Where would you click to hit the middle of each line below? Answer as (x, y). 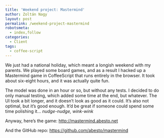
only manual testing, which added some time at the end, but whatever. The (81, 95)
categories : (17, 37)
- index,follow (25, 33)
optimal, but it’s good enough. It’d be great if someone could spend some (80, 106)
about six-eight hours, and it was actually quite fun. (57, 81)
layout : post (19, 19)
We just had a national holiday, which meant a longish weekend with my (78, 65)
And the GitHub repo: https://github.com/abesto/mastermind (67, 130)
